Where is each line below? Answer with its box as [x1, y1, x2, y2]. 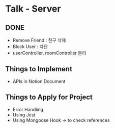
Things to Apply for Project [5, 93, 93, 102]
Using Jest [12, 112, 36, 118]
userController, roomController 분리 [12, 50, 87, 56]
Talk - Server [5, 3, 61, 15]
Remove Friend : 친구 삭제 [12, 37, 66, 43]
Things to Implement [5, 65, 73, 73]
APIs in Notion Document [12, 78, 66, 84]
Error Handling [12, 106, 44, 112]
